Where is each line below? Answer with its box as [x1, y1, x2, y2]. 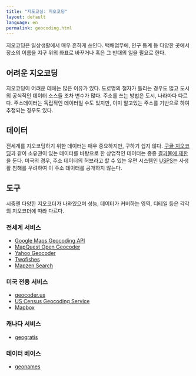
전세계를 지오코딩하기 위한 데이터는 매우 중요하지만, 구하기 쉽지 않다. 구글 [6, 142, 174, 149]
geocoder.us [14, 291, 46, 298]
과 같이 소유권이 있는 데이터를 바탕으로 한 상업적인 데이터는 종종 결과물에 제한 [11, 149, 188, 156]
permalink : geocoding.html [6, 25, 72, 31]
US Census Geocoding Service [14, 298, 90, 305]
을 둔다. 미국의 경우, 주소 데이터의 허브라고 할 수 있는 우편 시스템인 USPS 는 [6, 157, 178, 164]
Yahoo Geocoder [14, 249, 56, 256]
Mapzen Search [14, 262, 54, 269]
